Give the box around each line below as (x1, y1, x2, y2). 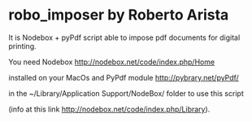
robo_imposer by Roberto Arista (8, 6, 229, 24)
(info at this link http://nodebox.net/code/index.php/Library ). (8, 104, 211, 114)
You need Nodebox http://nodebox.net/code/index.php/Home (8, 57, 215, 67)
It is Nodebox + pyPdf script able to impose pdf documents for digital (8, 33, 241, 42)
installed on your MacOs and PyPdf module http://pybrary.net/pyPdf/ (8, 72, 240, 82)
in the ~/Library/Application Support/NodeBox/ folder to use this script (8, 88, 244, 98)
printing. (8, 41, 37, 50)
